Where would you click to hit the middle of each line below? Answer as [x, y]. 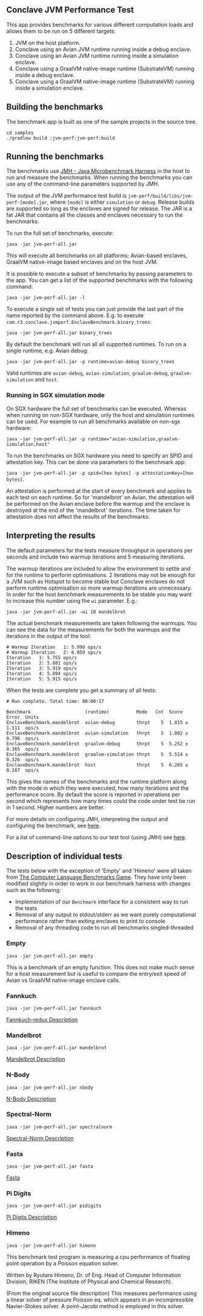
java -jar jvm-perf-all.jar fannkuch [54, 1008]
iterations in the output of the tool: [49, 636]
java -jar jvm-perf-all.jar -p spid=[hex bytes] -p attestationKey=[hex [100, 473]
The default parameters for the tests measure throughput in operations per [99, 550]
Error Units [23, 717]
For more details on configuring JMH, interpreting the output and [87, 819]
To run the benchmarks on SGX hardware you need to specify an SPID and [99, 455]
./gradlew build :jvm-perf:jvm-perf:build [61, 138]
